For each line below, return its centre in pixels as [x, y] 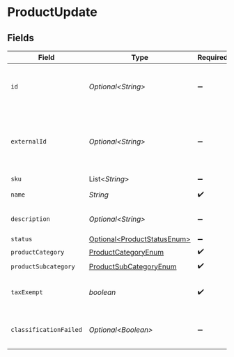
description [31, 219]
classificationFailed [46, 329]
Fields [21, 38]
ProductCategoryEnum [126, 252]
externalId [29, 141]
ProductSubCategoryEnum [133, 266]
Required [213, 58]
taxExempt [27, 293]
